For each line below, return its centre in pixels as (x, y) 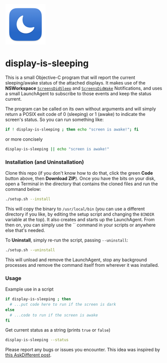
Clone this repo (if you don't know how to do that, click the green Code (79, 173)
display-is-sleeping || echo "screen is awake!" (57, 149)
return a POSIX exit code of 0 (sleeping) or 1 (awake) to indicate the (75, 114)
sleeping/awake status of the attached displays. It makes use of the (75, 83)
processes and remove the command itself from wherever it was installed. (82, 265)
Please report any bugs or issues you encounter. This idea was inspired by (83, 350)
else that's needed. (25, 230)
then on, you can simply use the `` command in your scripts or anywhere (80, 225)
